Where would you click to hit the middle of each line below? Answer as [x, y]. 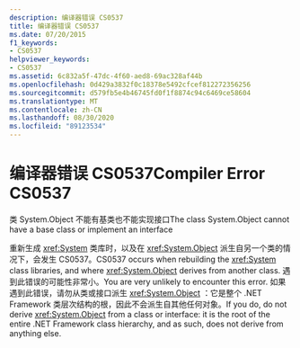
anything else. [35, 333]
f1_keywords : [34, 43]
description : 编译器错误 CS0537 [66, 18]
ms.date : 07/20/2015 [48, 34]
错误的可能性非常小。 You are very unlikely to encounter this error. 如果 [155, 281]
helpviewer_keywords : [50, 59]
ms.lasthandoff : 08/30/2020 [62, 118]
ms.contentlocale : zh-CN [56, 110]
